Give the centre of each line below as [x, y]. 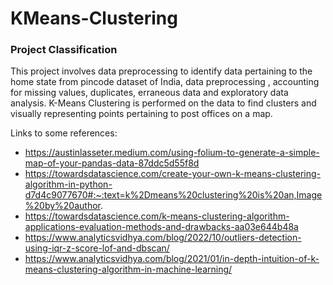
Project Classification [64, 50]
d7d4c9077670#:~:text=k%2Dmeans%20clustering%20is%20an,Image [173, 195]
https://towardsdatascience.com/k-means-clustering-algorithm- [157, 216]
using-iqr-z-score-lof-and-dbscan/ [97, 248]
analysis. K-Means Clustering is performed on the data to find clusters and [163, 103]
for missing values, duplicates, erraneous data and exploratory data [149, 93]
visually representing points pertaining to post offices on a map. [141, 114]
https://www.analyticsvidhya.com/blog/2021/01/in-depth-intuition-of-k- [172, 259]
